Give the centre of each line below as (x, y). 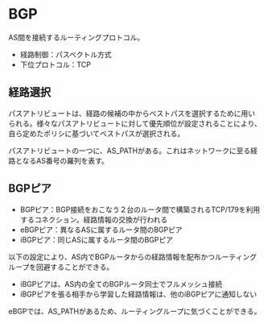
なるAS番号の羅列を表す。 (65, 160)
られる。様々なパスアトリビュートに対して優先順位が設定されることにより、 (135, 123)
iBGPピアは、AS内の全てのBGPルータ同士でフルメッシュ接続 (121, 284)
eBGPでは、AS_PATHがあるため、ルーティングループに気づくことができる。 (135, 311)
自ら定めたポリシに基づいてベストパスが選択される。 (97, 133)
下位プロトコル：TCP (55, 64)
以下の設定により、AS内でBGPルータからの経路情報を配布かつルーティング (133, 257)
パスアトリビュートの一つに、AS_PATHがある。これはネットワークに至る (130, 151)
